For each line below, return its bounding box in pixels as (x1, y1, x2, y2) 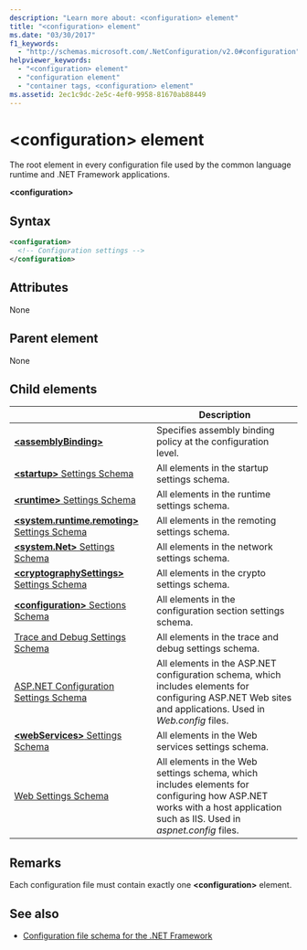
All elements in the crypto (156, 567, 267, 580)
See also (9, 906, 59, 922)
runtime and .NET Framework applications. (9, 169, 171, 180)
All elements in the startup (156, 462, 269, 475)
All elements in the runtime (156, 488, 271, 501)
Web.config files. (156, 714, 229, 727)
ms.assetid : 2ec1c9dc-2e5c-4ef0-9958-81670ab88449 (9, 90, 206, 99)
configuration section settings (156, 604, 285, 617)
